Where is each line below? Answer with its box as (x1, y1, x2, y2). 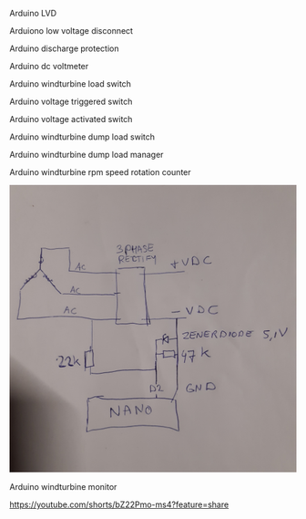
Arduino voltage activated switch (9, 114, 133, 124)
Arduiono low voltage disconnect (9, 26, 134, 36)
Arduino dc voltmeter (9, 61, 89, 71)
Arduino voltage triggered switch (9, 96, 133, 107)
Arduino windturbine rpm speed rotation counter (9, 167, 191, 177)
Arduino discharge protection (9, 43, 120, 54)
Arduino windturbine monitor (9, 482, 117, 492)
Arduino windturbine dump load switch (9, 131, 155, 142)
